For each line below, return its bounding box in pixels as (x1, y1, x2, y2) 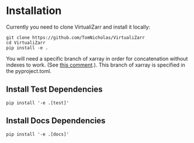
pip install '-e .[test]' (6, 100, 69, 106)
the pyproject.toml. (6, 67, 51, 74)
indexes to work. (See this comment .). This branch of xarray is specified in (6, 61, 186, 68)
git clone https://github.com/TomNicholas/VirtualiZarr (6, 34, 145, 40)
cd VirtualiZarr (6, 40, 46, 46)
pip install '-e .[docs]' (6, 131, 69, 137)
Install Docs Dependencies (6, 116, 106, 126)
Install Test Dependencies (6, 85, 103, 95)
